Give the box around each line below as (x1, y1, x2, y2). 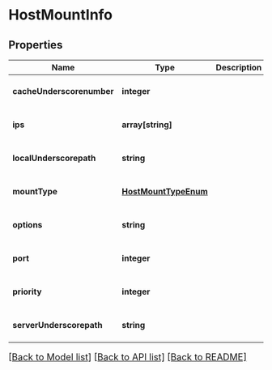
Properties (8, 38, 63, 52)
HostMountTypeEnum (121, 186, 208, 197)
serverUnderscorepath (12, 320, 103, 330)
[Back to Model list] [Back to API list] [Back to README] (8, 351, 247, 363)
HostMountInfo (8, 6, 113, 24)
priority (12, 286, 42, 297)
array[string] (121, 119, 172, 130)
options (12, 219, 43, 230)
